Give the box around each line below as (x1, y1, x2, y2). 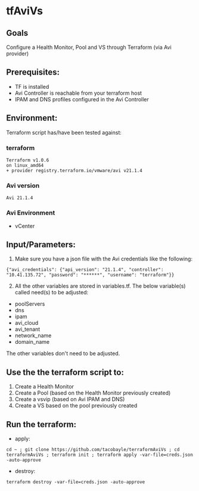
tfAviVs (6, 4, 43, 18)
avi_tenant (14, 326, 41, 333)
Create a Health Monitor (14, 383, 74, 390)
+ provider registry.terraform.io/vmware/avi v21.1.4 (6, 167, 143, 173)
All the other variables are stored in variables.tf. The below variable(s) (14, 282, 186, 290)
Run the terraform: (6, 419, 77, 430)
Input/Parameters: (6, 240, 76, 250)
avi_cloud (14, 319, 39, 327)
